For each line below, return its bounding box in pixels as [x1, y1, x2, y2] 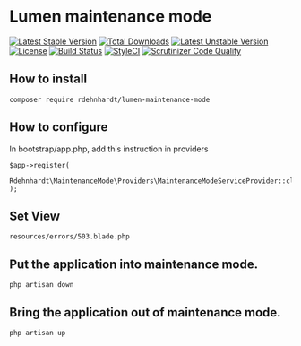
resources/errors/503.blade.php [9, 232, 130, 241]
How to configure [9, 119, 108, 135]
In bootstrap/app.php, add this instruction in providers [9, 143, 209, 154]
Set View [9, 208, 61, 223]
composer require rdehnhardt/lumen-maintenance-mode [9, 95, 211, 104]
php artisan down [9, 281, 74, 290]
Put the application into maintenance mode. [9, 256, 258, 272]
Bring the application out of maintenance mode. [9, 305, 281, 320]
